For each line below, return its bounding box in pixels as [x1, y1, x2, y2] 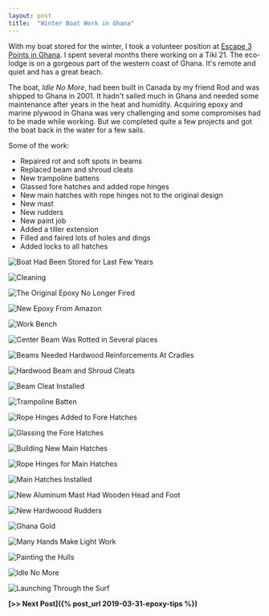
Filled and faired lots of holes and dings [19, 233, 151, 242]
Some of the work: [8, 140, 70, 150]
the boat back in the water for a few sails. [8, 125, 146, 135]
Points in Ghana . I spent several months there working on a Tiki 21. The [8, 50, 243, 59]
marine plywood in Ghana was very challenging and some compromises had [8, 107, 261, 117]
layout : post [8, 11, 52, 20]
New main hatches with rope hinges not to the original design [19, 190, 223, 200]
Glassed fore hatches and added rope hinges [19, 181, 170, 191]
